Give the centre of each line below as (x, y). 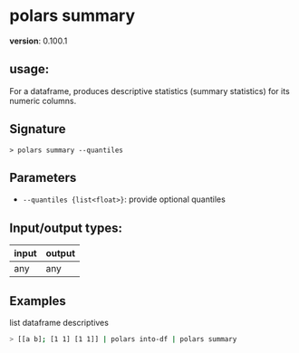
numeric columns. (43, 100)
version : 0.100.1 (39, 41)
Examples (38, 301)
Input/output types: (66, 228)
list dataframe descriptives (59, 323)
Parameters (43, 177)
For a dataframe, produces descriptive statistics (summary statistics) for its (149, 91)
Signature (38, 129)
